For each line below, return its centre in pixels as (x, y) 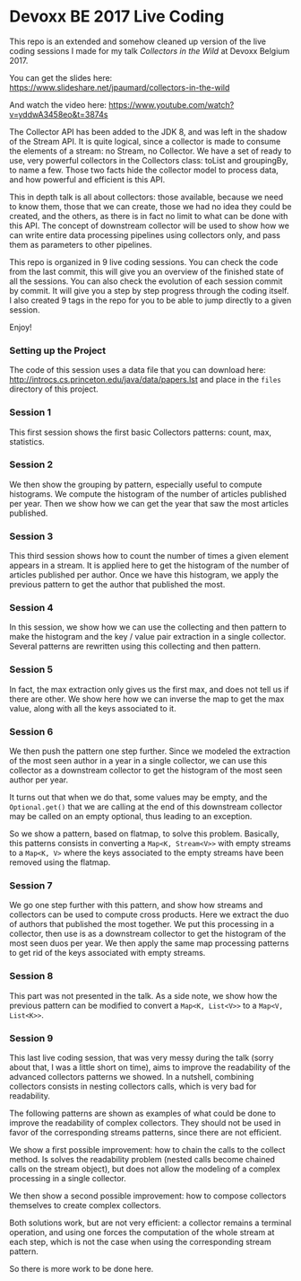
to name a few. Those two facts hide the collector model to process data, (144, 170)
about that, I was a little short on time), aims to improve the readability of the (150, 1067)
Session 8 (31, 976)
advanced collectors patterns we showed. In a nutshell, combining (132, 1076)
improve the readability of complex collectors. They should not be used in (145, 1122)
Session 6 (31, 731)
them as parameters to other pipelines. (81, 244)
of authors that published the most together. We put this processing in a (142, 924)
